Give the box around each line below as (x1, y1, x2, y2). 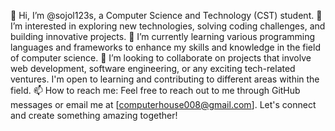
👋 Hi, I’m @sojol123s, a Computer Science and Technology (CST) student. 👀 (10, 10, 323, 21)
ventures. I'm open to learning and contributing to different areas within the (10, 73, 320, 85)
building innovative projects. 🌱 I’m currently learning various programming (10, 31, 316, 42)
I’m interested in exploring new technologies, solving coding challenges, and (10, 20, 326, 32)
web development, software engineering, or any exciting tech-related (10, 63, 296, 74)
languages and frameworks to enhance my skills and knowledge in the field (10, 41, 321, 53)
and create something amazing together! (10, 110, 178, 121)
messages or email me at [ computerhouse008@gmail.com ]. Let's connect (10, 99, 317, 110)
